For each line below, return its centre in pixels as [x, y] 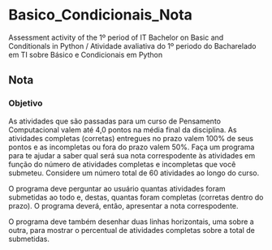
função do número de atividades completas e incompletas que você [122, 164]
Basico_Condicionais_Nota [101, 15]
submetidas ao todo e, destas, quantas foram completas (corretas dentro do [136, 197]
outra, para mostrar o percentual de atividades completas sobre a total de [132, 230]
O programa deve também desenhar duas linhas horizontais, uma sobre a [131, 222]
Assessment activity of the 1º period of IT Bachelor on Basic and [116, 37]
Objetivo [26, 103]
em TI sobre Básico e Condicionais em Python [86, 54]
